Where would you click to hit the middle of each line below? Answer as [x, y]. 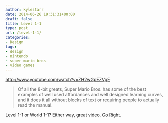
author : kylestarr [24, 10]
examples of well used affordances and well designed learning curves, [90, 95]
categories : [18, 38]
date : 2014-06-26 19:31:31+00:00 [40, 14]
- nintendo [17, 56]
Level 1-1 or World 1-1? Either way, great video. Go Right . [63, 115]
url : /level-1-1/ [23, 33]
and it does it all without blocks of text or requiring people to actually [88, 100]
